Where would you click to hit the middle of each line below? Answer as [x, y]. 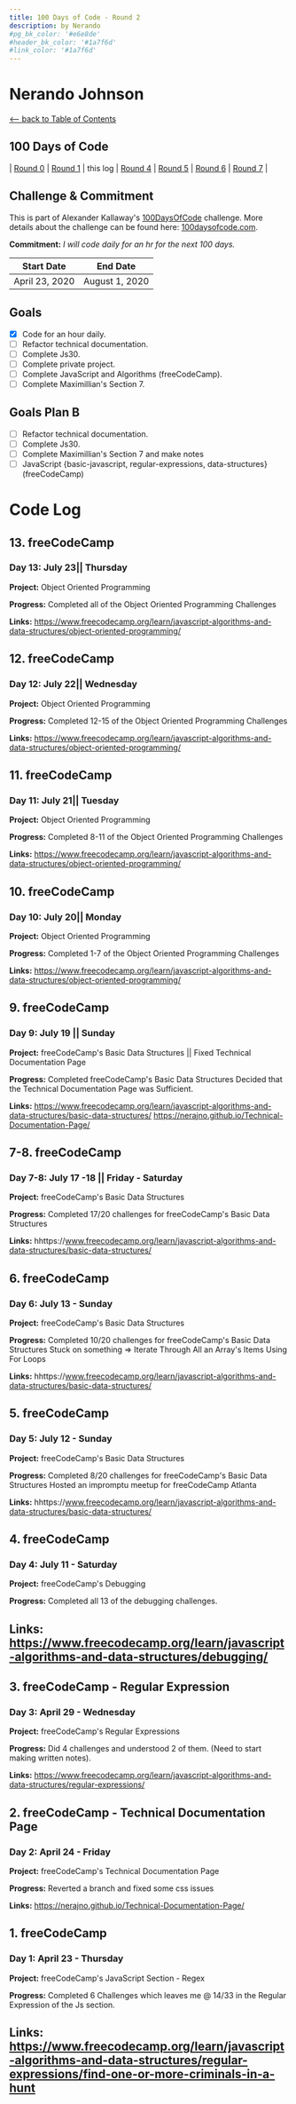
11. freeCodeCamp [61, 775]
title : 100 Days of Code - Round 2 [75, 17]
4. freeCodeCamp [59, 1540]
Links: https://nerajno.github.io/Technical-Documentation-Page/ [127, 1906]
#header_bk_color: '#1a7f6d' [63, 42]
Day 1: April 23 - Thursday [66, 1958]
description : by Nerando [55, 26]
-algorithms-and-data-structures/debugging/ [139, 1657]
